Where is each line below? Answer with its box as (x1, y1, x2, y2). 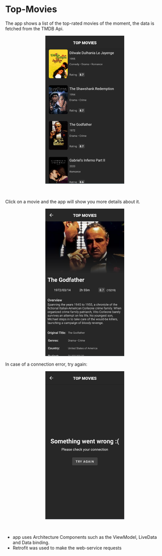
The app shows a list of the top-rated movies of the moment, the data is (5, 20, 155, 26)
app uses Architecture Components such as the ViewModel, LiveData (12, 534, 157, 540)
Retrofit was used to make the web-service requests (12, 544, 122, 551)
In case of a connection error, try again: (5, 361, 87, 367)
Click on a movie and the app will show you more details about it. (5, 198, 140, 205)
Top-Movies (5, 4, 57, 15)
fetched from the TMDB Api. (5, 25, 64, 31)
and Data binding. (12, 539, 49, 545)
